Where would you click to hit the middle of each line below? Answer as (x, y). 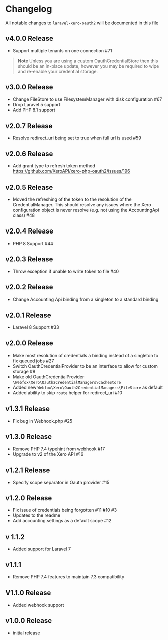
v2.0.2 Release (29, 287)
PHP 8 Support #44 (33, 243)
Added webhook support (38, 605)
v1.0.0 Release (29, 621)
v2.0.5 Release (29, 187)
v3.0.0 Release (29, 87)
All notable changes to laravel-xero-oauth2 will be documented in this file (82, 23)
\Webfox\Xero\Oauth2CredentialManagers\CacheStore (67, 383)
